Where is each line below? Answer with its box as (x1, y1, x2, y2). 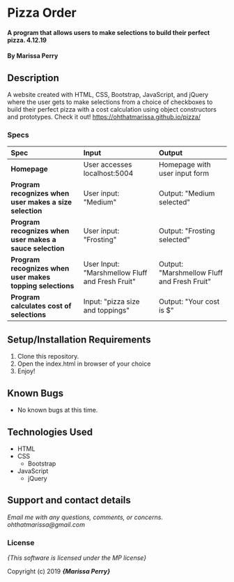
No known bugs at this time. (17, 406, 98, 415)
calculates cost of (10, 301, 72, 311)
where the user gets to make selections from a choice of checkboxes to (7, 98, 213, 106)
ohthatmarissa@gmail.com (7, 520, 86, 528)
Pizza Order (7, 5, 77, 21)
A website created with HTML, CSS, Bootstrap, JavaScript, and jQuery (7, 91, 209, 99)
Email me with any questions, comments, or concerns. (7, 513, 164, 521)
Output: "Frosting (159, 226, 215, 236)
